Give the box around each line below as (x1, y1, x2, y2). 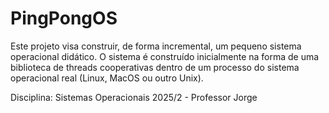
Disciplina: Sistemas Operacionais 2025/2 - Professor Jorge (10, 91, 258, 103)
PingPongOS (10, 7, 118, 30)
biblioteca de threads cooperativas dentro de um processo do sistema (10, 61, 300, 73)
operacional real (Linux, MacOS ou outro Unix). (10, 72, 204, 84)
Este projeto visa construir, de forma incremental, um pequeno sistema (10, 40, 302, 52)
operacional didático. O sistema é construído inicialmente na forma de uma (10, 50, 320, 62)
